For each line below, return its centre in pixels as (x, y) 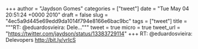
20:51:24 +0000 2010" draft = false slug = (57, 15)
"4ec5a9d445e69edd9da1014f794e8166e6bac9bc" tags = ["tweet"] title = (96, 21)
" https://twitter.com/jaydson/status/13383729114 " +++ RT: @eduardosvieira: (99, 34)
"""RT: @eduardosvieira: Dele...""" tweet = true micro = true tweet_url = (93, 27)
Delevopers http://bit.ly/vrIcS (41, 40)
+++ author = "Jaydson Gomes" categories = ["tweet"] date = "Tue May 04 (97, 9)
